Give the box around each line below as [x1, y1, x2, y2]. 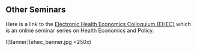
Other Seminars [5, 5, 66, 15]
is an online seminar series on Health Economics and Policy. [5, 27, 154, 34]
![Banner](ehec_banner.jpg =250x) [5, 38, 91, 45]
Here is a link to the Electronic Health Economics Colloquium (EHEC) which [5, 20, 192, 27]
